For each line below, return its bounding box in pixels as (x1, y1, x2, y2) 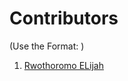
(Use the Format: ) (9, 40, 85, 52)
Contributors (9, 7, 119, 30)
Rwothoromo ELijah (23, 59, 104, 71)
